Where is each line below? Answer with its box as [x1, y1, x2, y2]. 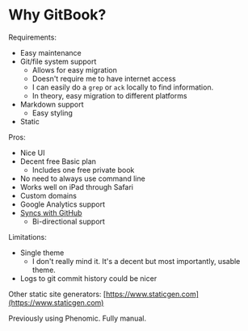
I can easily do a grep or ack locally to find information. [32, 82, 214, 92]
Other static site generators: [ [8, 289, 107, 299]
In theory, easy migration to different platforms [32, 90, 187, 100]
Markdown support [19, 99, 84, 109]
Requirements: [8, 32, 57, 42]
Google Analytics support [19, 199, 106, 209]
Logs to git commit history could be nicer [19, 273, 158, 283]
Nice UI [19, 148, 46, 157]
